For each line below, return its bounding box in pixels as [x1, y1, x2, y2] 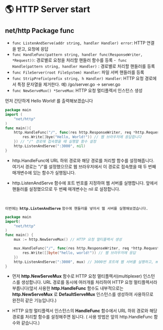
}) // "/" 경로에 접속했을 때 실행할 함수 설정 [14, 139, 97, 144]
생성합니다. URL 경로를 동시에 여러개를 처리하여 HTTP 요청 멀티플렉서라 [21, 280, 158, 285]
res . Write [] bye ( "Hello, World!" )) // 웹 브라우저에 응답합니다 [22, 134, 142, 140]
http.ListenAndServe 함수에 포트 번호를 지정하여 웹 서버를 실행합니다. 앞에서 [12, 180, 158, 186]
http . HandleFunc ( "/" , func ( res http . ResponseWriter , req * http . [14, 130, 147, 135]
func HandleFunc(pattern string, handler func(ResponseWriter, [12, 52, 143, 57]
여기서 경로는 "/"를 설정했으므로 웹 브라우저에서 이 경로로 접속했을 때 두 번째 [12, 164, 156, 169]
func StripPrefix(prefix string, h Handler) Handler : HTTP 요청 [12, 76, 144, 81]
